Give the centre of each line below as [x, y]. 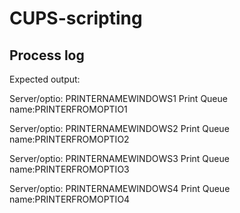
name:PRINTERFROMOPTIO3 [69, 169]
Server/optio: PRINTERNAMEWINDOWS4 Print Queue [120, 188]
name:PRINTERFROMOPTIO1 [68, 109]
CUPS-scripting [76, 18]
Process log [47, 55]
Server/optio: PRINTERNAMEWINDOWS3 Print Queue [119, 158]
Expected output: [45, 79]
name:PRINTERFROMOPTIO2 [69, 139]
